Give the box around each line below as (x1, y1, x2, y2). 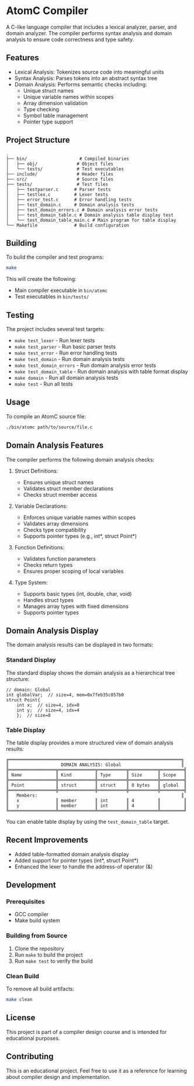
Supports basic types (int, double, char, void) (23, 590, 132, 597)
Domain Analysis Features (6, 441, 104, 451)
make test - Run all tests (14, 380, 73, 387)
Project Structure (6, 135, 70, 145)
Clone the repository (14, 945, 64, 952)
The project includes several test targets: (6, 326, 105, 333)
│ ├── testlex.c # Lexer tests (6, 191, 109, 197)
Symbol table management (23, 112, 88, 119)
